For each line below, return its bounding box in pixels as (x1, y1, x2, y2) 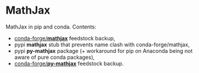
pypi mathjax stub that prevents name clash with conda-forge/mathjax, (14, 41, 190, 48)
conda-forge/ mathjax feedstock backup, (14, 34, 115, 42)
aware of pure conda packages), (14, 53, 95, 61)
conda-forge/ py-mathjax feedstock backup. (14, 60, 124, 67)
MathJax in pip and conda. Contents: (5, 23, 97, 30)
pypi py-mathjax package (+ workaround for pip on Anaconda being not (14, 47, 193, 54)
